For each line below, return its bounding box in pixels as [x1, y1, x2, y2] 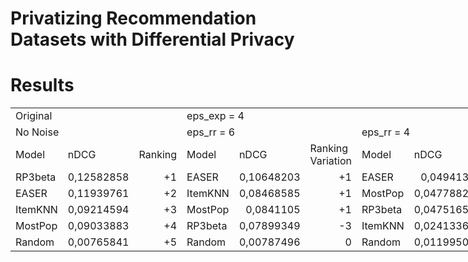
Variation [309, 154, 352, 168]
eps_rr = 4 [361, 125, 410, 139]
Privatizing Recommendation [10, 7, 257, 30]
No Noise [15, 125, 60, 139]
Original [15, 109, 53, 123]
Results [10, 74, 75, 97]
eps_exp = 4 [186, 109, 245, 123]
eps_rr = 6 [186, 125, 236, 139]
